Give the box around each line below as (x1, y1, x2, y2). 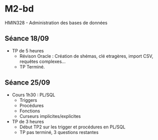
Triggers (19, 97, 37, 103)
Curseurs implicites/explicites (19, 113, 81, 119)
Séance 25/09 (5, 79, 50, 87)
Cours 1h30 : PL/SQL (12, 92, 56, 98)
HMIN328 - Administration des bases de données (5, 20, 108, 26)
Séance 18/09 (5, 34, 49, 43)
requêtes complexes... (19, 58, 66, 64)
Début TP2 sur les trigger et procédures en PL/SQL (19, 124, 126, 130)
